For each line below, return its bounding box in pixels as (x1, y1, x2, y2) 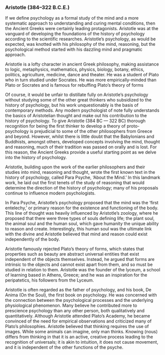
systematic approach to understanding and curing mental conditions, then (5, 20, 156, 26)
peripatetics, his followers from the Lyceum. (5, 277, 95, 283)
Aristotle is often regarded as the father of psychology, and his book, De (5, 287, 152, 293)
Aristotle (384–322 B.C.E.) (5, 4, 70, 11)
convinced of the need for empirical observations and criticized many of (5, 318, 152, 324)
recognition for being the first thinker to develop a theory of (5, 123, 126, 129)
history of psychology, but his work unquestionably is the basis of (5, 102, 139, 108)
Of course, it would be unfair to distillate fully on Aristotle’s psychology (5, 92, 149, 97)
